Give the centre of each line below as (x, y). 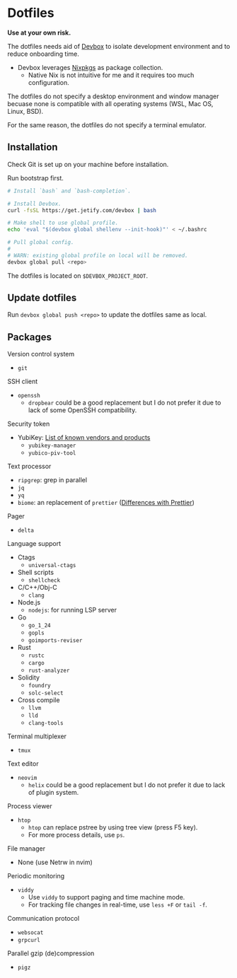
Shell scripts (36, 572)
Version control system (41, 354)
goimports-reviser (55, 641)
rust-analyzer (49, 671)
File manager (27, 849)
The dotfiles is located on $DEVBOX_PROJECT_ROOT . (78, 275)
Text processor (29, 466)
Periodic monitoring (36, 876)
